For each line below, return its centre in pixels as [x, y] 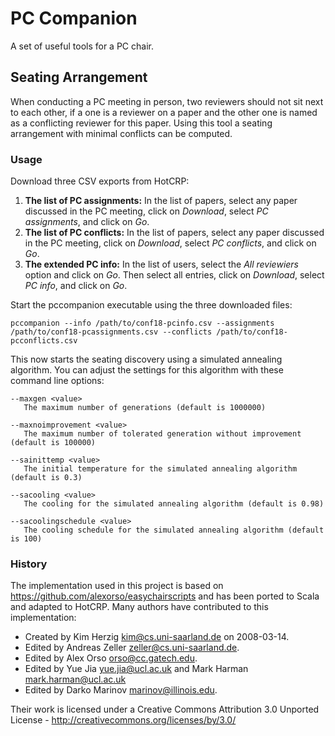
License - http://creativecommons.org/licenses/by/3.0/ [123, 720]
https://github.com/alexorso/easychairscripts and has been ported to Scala [165, 596]
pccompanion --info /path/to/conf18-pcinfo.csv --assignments [142, 323]
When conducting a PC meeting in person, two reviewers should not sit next [167, 101]
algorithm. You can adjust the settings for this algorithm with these [147, 370]
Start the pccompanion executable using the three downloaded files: [151, 305]
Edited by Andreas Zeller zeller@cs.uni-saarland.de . [132, 648]
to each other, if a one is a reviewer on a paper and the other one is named [164, 112]
